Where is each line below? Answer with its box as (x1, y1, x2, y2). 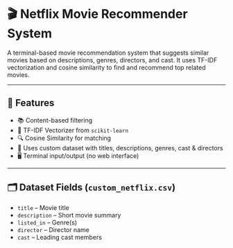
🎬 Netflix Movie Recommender (7, 6, 189, 22)
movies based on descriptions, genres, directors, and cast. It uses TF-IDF (7, 55, 218, 64)
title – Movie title (17, 203, 69, 212)
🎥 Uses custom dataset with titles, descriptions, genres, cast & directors (17, 143, 223, 152)
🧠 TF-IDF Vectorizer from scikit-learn (17, 126, 129, 134)
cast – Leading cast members (17, 233, 103, 241)
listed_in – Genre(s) (17, 218, 78, 227)
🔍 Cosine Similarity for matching (17, 134, 112, 142)
